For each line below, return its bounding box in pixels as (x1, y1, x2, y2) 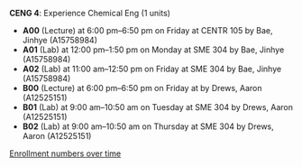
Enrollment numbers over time (9, 148, 122, 159)
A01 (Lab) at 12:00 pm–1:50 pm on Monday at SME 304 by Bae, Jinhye (22, 44, 285, 55)
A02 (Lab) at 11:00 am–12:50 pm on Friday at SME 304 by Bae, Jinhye (22, 63, 282, 74)
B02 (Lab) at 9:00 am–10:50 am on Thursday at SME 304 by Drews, (22, 121, 275, 132)
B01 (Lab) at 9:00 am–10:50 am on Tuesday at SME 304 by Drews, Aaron (22, 102, 293, 112)
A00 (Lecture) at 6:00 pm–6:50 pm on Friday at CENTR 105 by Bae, (22, 25, 273, 35)
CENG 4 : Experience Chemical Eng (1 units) (9, 8, 171, 18)
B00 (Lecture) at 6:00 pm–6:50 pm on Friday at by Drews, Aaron (22, 83, 262, 93)
